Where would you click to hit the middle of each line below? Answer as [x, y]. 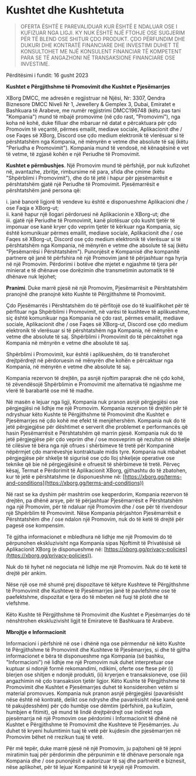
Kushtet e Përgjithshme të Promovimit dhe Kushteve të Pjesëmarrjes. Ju [92, 724]
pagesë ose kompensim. [36, 525]
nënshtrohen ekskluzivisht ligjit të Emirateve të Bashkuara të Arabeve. [90, 621]
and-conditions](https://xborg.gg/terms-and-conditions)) [75, 483]
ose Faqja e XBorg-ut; [32, 208]
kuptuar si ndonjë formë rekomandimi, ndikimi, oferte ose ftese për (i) [90, 668]
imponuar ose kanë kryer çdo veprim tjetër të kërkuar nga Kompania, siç [93, 226]
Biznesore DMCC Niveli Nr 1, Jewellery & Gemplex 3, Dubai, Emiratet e [91, 104]
